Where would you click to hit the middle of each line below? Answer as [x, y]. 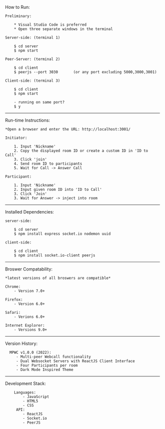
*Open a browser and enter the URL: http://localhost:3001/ [68, 129]
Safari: [13, 312]
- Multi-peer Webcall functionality [54, 357]
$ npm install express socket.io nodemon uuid [62, 234]
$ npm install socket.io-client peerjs [55, 255]
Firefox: [14, 300]
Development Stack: [26, 383]
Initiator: [16, 138]
